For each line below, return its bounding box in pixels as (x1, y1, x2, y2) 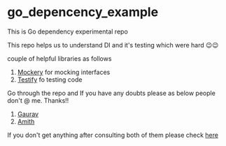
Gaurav (17, 110, 39, 118)
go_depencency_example (7, 4, 159, 20)
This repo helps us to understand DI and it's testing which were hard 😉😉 (7, 41, 219, 49)
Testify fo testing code (17, 75, 83, 84)
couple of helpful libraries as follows (7, 54, 112, 63)
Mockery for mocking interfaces (17, 68, 111, 76)
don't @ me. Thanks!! (7, 96, 69, 105)
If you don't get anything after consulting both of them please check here (7, 131, 219, 139)
